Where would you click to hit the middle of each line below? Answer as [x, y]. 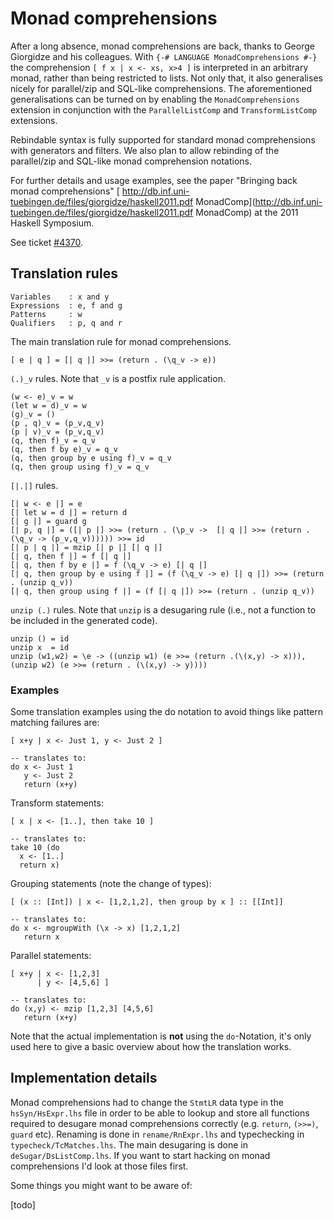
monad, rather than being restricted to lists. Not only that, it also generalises [166, 78]
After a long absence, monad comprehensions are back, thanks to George [162, 46]
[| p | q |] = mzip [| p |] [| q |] [86, 547]
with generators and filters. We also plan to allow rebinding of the [145, 150]
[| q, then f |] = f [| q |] [71, 556]
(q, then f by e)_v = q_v [64, 449]
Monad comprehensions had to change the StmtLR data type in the [147, 1102]
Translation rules [64, 273]
